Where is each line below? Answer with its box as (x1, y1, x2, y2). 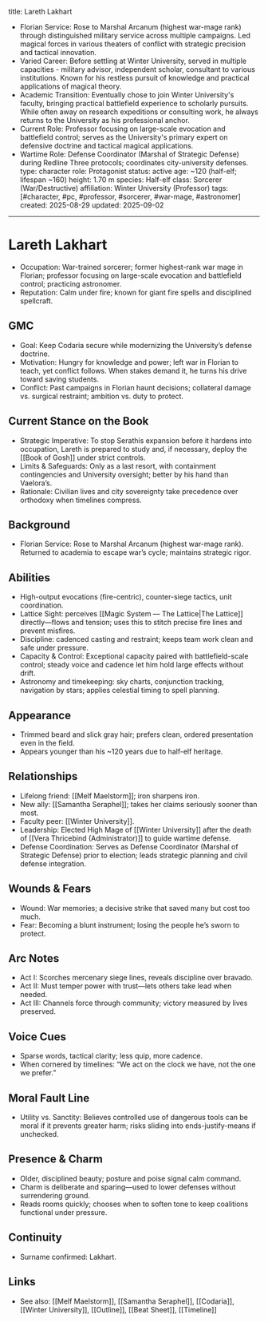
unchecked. (19, 1130, 59, 1139)
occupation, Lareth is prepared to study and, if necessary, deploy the (19, 444, 247, 453)
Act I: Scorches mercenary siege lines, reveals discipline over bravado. (19, 973, 254, 983)
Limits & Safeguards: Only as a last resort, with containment (19, 461, 217, 470)
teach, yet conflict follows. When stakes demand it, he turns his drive (19, 366, 247, 375)
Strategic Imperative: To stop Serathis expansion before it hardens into (19, 435, 253, 445)
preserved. (19, 1007, 56, 1016)
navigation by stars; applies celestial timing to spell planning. (19, 686, 220, 695)
